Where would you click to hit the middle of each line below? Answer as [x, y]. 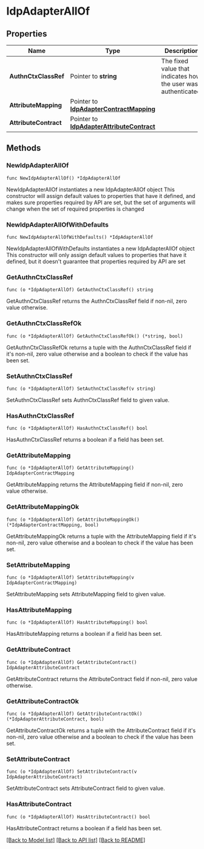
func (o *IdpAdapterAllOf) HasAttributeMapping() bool [77, 622]
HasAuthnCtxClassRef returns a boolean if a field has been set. [85, 440]
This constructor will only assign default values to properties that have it [97, 255]
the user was [180, 84]
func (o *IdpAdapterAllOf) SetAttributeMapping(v [70, 578]
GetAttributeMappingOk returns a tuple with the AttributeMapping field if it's [101, 536]
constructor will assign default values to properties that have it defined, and [101, 196]
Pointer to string [93, 76]
